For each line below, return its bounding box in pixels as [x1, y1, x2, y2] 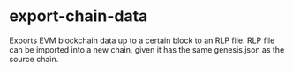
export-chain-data [9, 6, 148, 26]
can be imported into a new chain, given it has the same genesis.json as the [9, 44, 285, 54]
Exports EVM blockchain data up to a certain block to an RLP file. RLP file [9, 35, 275, 46]
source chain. [9, 53, 59, 64]
